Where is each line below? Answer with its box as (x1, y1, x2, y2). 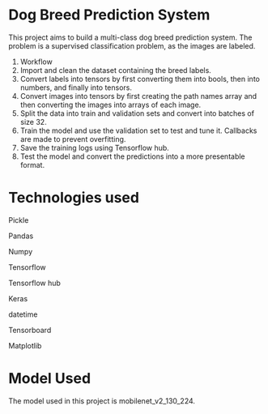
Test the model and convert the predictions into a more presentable (19, 152, 245, 161)
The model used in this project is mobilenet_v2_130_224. (8, 395, 196, 406)
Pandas (8, 231, 34, 241)
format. (19, 160, 45, 169)
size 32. (19, 117, 47, 126)
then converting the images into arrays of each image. (19, 100, 202, 109)
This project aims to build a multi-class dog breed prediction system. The (8, 32, 253, 42)
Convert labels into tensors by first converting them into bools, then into (19, 74, 261, 83)
